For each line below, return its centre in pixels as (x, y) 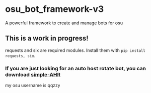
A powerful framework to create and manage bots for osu (64, 23)
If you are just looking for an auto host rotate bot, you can (76, 68)
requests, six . (20, 55)
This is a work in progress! (47, 38)
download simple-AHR (33, 74)
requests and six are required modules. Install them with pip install (75, 50)
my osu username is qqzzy (33, 86)
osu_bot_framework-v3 (55, 9)
